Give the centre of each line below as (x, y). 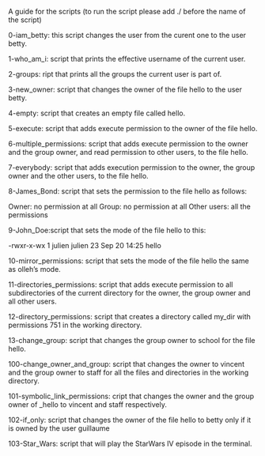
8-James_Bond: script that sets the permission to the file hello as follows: (128, 191)
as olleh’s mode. (34, 269)
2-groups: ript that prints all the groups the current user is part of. (115, 74)
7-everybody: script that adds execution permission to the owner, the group (132, 168)
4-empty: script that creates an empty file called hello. (97, 113)
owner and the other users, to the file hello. (78, 176)
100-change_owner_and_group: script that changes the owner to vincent (127, 364)
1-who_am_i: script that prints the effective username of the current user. (127, 59)
